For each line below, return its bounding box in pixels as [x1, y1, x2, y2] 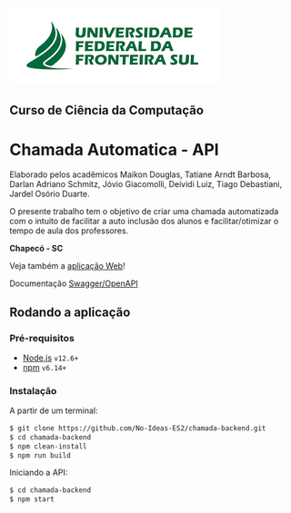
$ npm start [9, 495, 55, 504]
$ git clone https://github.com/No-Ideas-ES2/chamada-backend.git [9, 424, 266, 433]
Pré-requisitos [9, 331, 75, 344]
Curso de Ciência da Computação [9, 103, 205, 118]
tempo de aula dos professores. [9, 225, 129, 236]
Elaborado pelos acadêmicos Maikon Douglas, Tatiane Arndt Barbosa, [9, 169, 271, 180]
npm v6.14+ [22, 362, 66, 373]
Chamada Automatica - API [9, 139, 220, 160]
